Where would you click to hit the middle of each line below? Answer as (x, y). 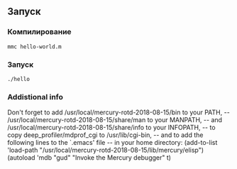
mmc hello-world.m (34, 47)
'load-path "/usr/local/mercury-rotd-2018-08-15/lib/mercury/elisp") (106, 150)
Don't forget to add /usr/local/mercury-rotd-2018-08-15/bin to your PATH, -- (119, 112)
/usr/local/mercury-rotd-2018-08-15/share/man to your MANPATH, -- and (115, 120)
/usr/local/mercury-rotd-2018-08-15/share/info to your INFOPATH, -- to (111, 128)
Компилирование (40, 32)
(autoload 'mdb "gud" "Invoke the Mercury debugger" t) (89, 158)
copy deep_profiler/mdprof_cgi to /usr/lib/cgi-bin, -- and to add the (105, 135)
